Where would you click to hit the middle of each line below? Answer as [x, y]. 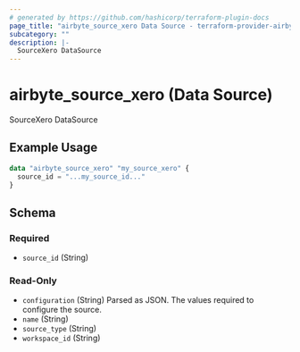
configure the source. [62, 310]
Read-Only [33, 281]
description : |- [39, 42]
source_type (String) [59, 329]
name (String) [45, 319]
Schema [33, 212]
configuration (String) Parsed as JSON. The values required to [138, 300]
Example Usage [54, 148]
